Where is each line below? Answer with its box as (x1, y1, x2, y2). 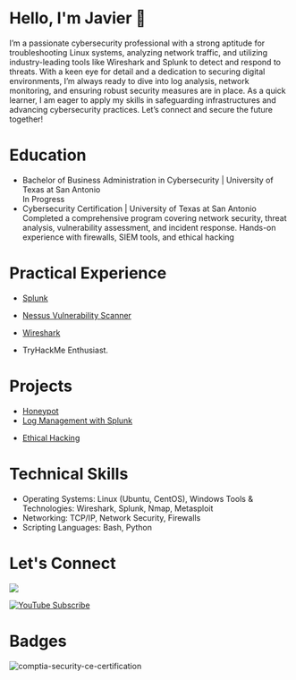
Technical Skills (9, 463, 129, 484)
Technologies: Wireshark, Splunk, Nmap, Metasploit (21, 503, 214, 514)
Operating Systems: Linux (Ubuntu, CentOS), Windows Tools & (21, 493, 253, 504)
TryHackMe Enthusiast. (21, 344, 109, 355)
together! (9, 114, 43, 124)
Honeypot (21, 405, 60, 416)
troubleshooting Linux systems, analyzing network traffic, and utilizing (9, 47, 268, 57)
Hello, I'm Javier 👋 (9, 8, 147, 29)
